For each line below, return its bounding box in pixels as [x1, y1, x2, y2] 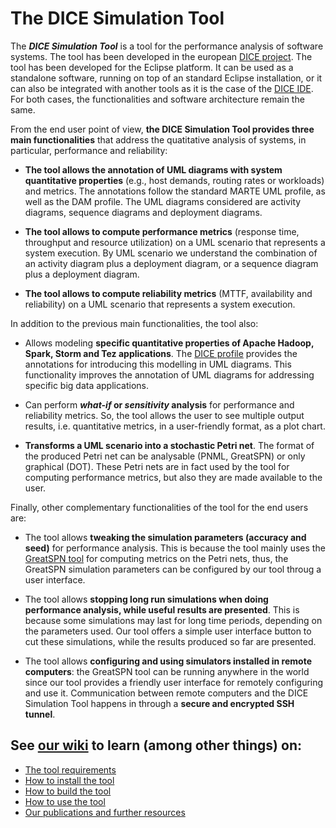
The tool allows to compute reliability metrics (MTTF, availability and [24, 287, 313, 299]
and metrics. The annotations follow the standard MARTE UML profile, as [24, 185, 326, 197]
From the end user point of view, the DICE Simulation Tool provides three [10, 123, 315, 135]
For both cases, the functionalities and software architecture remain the [10, 93, 305, 105]
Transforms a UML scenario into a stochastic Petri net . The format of [24, 439, 315, 451]
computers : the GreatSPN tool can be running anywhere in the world [24, 665, 310, 677]
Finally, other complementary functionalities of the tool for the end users [10, 501, 309, 513]
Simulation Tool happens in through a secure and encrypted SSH [24, 697, 295, 709]
